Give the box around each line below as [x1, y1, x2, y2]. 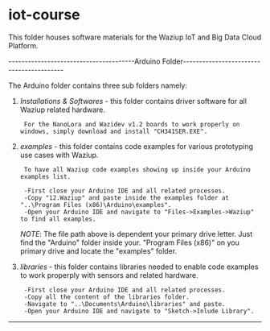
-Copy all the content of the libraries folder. [23, 292, 190, 301]
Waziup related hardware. [19, 105, 106, 114]
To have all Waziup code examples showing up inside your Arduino [23, 165, 251, 174]
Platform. [8, 40, 39, 50]
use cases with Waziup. [19, 150, 99, 159]
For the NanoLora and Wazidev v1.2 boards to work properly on [23, 120, 240, 128]
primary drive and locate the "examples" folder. [19, 246, 178, 255]
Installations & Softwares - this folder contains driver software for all [19, 96, 247, 106]
